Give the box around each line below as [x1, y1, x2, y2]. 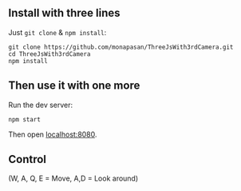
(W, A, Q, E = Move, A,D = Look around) [8, 173, 139, 183]
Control [8, 153, 46, 166]
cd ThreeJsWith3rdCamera [8, 50, 91, 58]
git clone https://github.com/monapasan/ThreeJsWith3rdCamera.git [8, 43, 234, 51]
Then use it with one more [8, 79, 140, 93]
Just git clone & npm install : [8, 27, 107, 37]
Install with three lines [8, 6, 120, 20]
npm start [8, 115, 41, 123]
